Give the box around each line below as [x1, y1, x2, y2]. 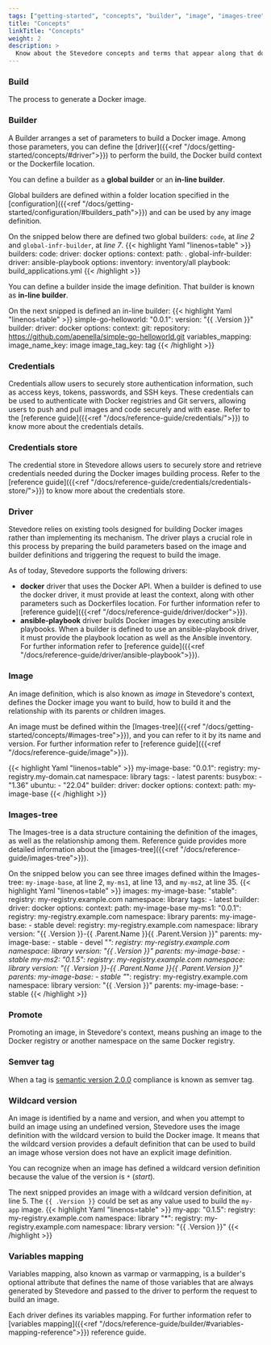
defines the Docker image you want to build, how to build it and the [8, 697, 231, 707]
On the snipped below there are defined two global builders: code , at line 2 [8, 231, 256, 241]
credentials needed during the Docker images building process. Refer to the [8, 469, 261, 479]
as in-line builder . [8, 290, 69, 300]
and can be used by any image [148, 207, 252, 217]
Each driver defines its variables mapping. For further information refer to [8, 1310, 252, 1320]
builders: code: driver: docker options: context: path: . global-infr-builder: [8, 248, 252, 259]
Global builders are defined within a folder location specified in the [8, 190, 230, 200]
